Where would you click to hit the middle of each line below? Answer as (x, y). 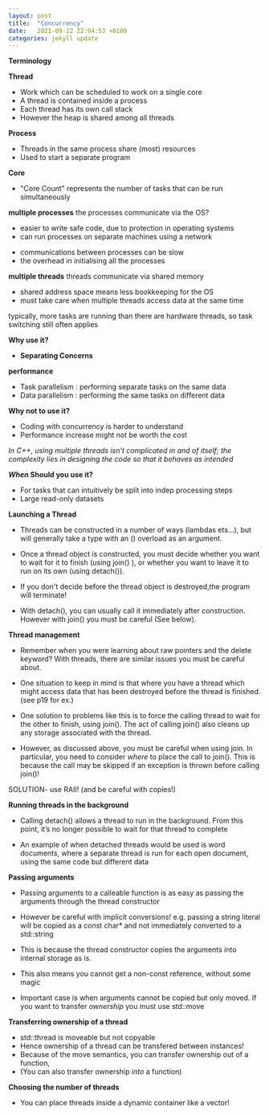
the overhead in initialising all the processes (92, 261)
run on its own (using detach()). (72, 571)
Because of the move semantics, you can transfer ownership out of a (134, 1055)
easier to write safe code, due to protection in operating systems (127, 228)
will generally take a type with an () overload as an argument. (121, 538)
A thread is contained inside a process (84, 100)
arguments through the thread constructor (90, 901)
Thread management (44, 635)
